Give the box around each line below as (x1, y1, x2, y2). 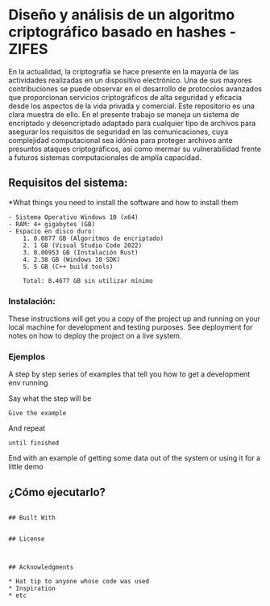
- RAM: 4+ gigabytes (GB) (8, 220, 95, 228)
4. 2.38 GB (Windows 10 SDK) (23, 255, 121, 263)
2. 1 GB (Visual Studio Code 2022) (23, 241, 143, 250)
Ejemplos (8, 351, 46, 362)
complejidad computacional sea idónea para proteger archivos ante (8, 135, 233, 145)
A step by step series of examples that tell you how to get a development (8, 369, 251, 379)
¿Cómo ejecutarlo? (8, 485, 106, 499)
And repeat (8, 423, 46, 433)
